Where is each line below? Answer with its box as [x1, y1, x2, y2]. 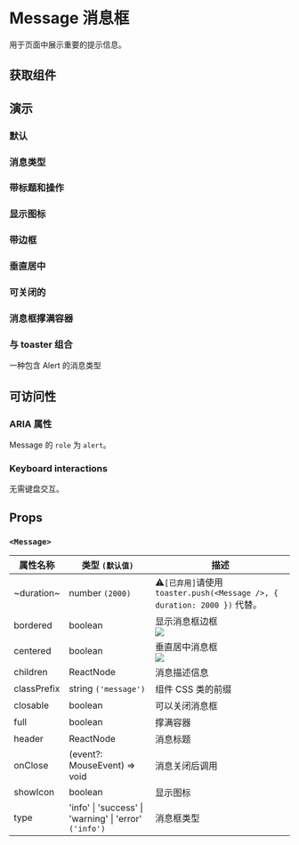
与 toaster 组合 [9, 339, 73, 351]
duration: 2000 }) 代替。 [155, 599, 263, 611]
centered [13, 645, 52, 657]
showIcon [13, 786, 55, 799]
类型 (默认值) [81, 559, 134, 572]
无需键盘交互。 [9, 484, 64, 495]
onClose [13, 760, 49, 772]
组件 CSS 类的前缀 [155, 683, 232, 696]
